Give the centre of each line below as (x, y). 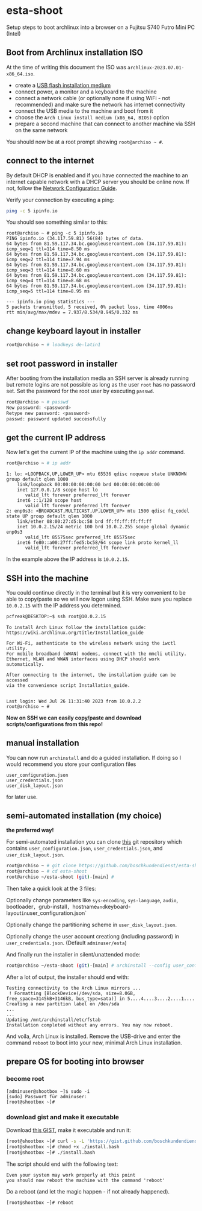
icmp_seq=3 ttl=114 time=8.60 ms (48, 270)
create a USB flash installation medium (63, 85)
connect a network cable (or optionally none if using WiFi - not (92, 98)
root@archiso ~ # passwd (37, 402)
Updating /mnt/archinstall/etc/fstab (54, 1020)
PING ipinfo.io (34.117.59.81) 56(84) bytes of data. (75, 239)
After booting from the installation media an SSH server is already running (98, 378)
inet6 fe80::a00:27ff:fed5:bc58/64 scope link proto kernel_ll (98, 543)
